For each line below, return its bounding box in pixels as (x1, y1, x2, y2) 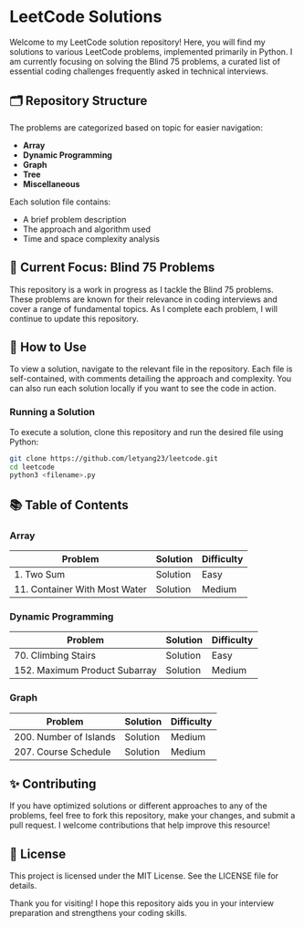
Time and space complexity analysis (22, 233, 160, 244)
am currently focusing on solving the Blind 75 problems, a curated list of (9, 56, 281, 67)
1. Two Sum (14, 568, 66, 580)
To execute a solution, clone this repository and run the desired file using (9, 426, 284, 437)
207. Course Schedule (14, 745, 111, 758)
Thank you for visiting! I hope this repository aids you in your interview (9, 898, 274, 909)
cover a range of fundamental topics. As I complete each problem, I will (9, 303, 278, 314)
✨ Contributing (9, 776, 97, 791)
